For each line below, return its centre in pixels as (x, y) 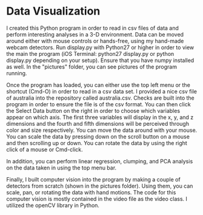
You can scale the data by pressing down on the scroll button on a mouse (98, 136)
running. (17, 73)
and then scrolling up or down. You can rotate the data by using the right (97, 143)
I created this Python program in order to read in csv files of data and (92, 28)
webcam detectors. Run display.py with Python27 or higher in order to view (100, 47)
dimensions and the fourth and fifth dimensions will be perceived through (98, 123)
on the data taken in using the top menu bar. (62, 168)
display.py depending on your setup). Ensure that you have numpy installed (100, 60)
